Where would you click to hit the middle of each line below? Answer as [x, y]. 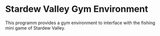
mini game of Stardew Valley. [35, 28]
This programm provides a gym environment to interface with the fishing [80, 23]
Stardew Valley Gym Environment [77, 9]
